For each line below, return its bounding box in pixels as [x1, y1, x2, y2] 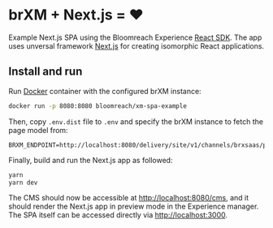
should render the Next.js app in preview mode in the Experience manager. [8, 201, 259, 212]
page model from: [8, 125, 68, 135]
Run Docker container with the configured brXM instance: [8, 86, 201, 96]
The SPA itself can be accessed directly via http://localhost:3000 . [8, 210, 228, 220]
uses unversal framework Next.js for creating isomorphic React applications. [8, 41, 265, 50]
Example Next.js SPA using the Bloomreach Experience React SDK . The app [8, 32, 262, 42]
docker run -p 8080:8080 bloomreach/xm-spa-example [8, 101, 187, 110]
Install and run [8, 65, 83, 79]
